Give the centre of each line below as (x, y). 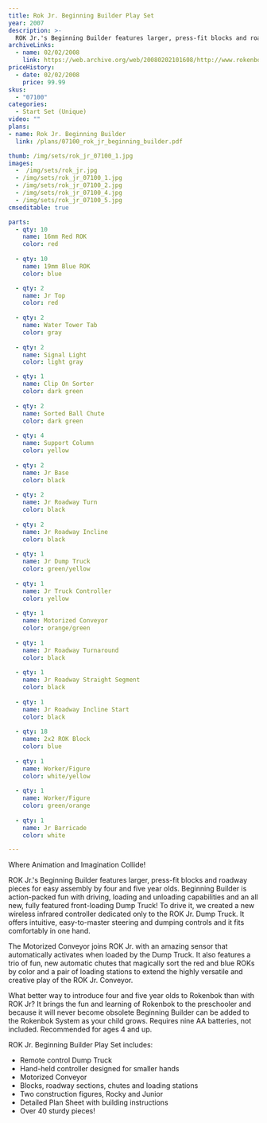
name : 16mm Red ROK (55, 237)
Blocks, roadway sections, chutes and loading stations (109, 1086)
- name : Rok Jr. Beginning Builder (67, 134)
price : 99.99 (44, 82)
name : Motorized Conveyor (66, 621)
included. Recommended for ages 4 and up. (80, 1029)
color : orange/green (56, 628)
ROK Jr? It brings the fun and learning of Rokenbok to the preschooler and (130, 1004)
